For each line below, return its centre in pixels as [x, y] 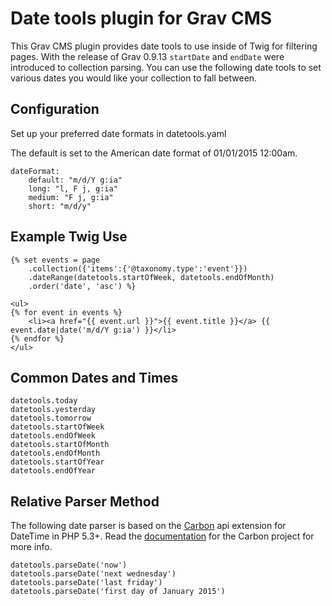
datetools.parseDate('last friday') [86, 583]
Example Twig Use [69, 237]
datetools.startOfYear [57, 462]
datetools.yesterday [53, 410]
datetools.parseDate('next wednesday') [93, 574]
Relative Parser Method [85, 501]
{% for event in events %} [66, 312]
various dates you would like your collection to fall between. [134, 78]
